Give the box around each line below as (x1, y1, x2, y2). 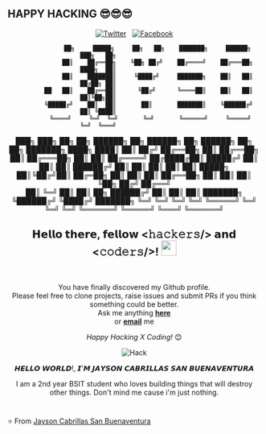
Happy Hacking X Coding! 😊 (86, 332, 182, 341)
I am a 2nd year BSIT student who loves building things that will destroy (15, 378, 253, 388)
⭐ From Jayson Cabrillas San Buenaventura (7, 415, 151, 426)
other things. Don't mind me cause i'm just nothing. (49, 387, 219, 397)
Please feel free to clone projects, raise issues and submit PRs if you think (11, 291, 257, 300)
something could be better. (89, 299, 179, 309)
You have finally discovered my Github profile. (58, 282, 211, 291)
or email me (114, 316, 154, 326)
